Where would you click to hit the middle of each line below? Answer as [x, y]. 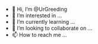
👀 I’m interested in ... [37, 15]
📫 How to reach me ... [39, 35]
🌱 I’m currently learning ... [43, 22]
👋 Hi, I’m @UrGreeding [39, 9]
